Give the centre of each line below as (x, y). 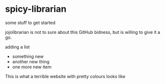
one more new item (32, 67)
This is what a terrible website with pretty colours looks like (65, 76)
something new (28, 56)
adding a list (17, 47)
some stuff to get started (30, 23)
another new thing (31, 61)
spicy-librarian (36, 9)
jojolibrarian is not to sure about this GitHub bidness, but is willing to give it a (83, 32)
